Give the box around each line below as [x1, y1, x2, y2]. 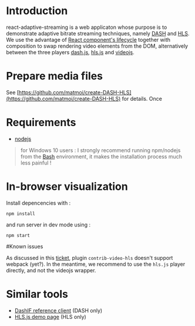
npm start [6, 232, 31, 238]
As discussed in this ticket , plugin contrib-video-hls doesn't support [6, 254, 173, 261]
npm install [6, 210, 35, 216]
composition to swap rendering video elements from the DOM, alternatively [6, 42, 189, 50]
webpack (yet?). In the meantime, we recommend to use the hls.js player [6, 261, 186, 268]
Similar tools [6, 287, 69, 301]
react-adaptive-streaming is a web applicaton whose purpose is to [6, 24, 167, 31]
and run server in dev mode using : [6, 221, 91, 228]
